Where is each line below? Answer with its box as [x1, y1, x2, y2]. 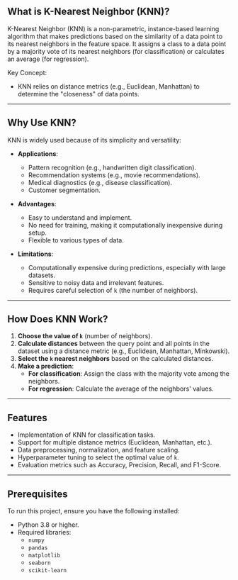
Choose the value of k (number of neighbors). [17, 332, 153, 340]
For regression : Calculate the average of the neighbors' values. [28, 384, 214, 393]
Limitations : [17, 250, 54, 258]
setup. [28, 228, 47, 237]
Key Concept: [7, 68, 47, 77]
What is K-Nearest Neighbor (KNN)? [7, 6, 170, 18]
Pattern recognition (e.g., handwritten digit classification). [28, 163, 197, 172]
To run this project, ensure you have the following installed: [7, 507, 180, 515]
